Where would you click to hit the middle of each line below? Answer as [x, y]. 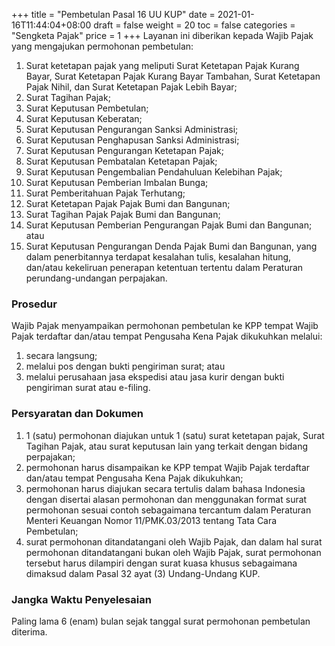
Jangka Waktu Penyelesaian [81, 599]
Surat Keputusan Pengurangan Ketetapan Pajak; [124, 150]
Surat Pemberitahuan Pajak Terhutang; [105, 193]
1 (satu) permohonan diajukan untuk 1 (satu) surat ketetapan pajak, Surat [175, 435]
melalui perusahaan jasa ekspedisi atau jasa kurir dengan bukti [155, 377]
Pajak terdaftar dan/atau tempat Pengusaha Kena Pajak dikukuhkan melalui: [167, 336]
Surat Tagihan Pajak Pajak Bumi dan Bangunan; [123, 214]
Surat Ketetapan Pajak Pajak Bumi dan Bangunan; [128, 203]
